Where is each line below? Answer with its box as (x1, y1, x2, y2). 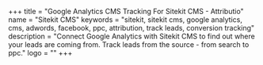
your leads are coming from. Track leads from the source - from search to (8, 40, 250, 49)
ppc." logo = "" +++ (8, 49, 73, 57)
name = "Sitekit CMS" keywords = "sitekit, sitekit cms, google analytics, (8, 15, 243, 24)
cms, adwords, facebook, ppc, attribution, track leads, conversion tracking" (8, 23, 255, 32)
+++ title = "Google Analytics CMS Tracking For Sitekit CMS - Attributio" (8, 7, 244, 16)
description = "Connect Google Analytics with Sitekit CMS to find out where (8, 31, 255, 41)
